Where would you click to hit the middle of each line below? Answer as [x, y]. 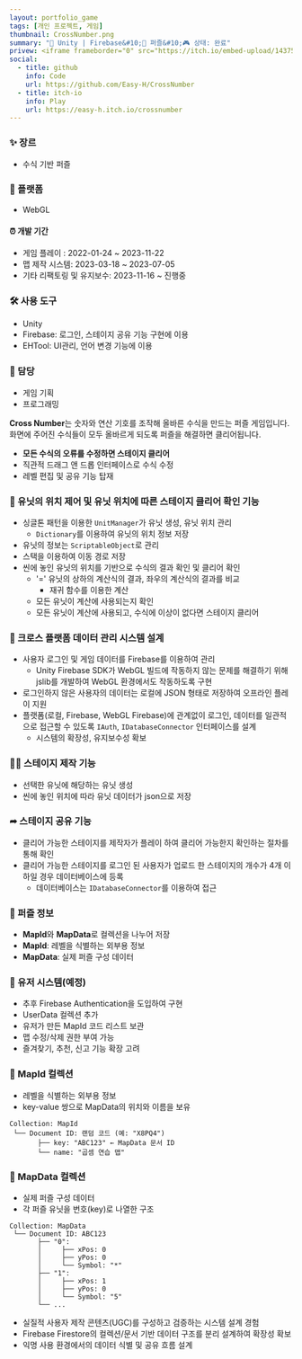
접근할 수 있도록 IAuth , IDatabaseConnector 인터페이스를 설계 [148, 727]
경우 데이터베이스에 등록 [81, 876]
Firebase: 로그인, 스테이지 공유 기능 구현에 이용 [105, 334]
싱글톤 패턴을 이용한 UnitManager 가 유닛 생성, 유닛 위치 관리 [127, 522]
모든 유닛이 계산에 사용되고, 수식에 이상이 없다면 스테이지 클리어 [147, 612]
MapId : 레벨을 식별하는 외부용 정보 [84, 946]
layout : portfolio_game [54, 18]
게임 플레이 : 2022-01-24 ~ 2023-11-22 [93, 253]
